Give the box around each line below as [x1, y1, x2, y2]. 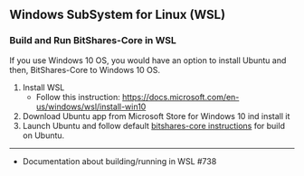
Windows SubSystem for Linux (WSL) [9, 7, 226, 23]
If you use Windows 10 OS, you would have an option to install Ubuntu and [9, 54, 287, 66]
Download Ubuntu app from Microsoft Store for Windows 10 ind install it [22, 110, 290, 121]
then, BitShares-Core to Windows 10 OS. [9, 64, 161, 75]
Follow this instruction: [35, 91, 120, 102]
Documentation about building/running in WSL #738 [22, 155, 217, 166]
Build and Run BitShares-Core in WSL [9, 34, 176, 47]
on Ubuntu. [22, 130, 65, 141]
